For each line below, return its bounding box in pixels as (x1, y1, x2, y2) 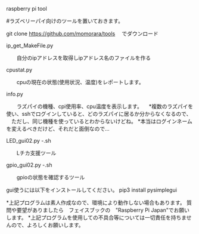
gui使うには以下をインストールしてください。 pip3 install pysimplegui (6, 186, 178, 193)
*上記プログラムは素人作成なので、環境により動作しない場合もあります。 (6, 199, 186, 206)
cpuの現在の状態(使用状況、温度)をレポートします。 (16, 79, 144, 85)
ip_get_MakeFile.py (6, 42, 54, 49)
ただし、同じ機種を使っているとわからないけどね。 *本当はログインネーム (11, 118, 192, 125)
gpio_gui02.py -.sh (6, 161, 52, 168)
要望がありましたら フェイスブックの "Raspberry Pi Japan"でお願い (16, 207, 189, 214)
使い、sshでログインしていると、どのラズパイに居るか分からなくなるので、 (6, 110, 192, 117)
